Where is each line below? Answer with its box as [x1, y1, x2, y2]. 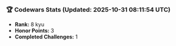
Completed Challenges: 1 [14, 33, 78, 40]
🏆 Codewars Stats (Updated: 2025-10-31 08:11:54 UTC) [6, 5, 171, 13]
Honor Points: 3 [14, 27, 54, 34]
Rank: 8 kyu [14, 21, 44, 28]
